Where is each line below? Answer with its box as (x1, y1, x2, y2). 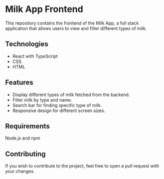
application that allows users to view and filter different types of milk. (5, 25, 147, 31)
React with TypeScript (12, 53, 58, 59)
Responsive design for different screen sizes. (12, 107, 106, 113)
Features (5, 78, 33, 87)
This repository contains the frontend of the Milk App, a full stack (5, 20, 139, 26)
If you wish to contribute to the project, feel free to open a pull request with (5, 163, 160, 169)
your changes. (5, 168, 35, 174)
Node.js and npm (5, 135, 41, 141)
